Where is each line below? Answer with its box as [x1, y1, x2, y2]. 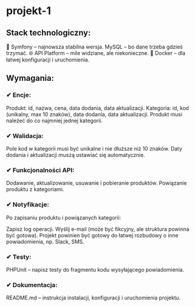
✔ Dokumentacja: [6, 280, 58, 289]
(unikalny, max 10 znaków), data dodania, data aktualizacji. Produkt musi [6, 110, 183, 117]
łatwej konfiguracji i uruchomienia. [6, 56, 90, 63]
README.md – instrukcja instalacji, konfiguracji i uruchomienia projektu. [6, 294, 181, 302]
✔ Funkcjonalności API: [6, 166, 75, 174]
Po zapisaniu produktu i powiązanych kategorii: [6, 214, 121, 221]
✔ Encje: [6, 91, 31, 99]
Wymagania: [6, 73, 54, 83]
